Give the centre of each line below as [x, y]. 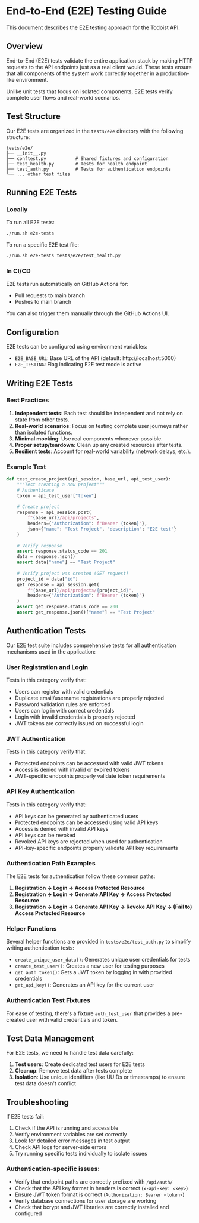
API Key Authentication [41, 791]
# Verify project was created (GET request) [73, 573]
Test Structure [34, 117]
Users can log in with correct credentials [64, 711]
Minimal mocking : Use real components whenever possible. [89, 438]
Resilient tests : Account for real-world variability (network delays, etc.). [103, 451]
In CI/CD [18, 271]
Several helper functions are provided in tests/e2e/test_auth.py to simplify [99, 942]
